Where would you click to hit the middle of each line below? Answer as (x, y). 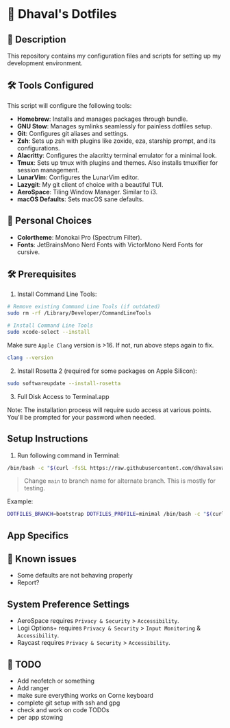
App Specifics (38, 535)
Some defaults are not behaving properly (75, 576)
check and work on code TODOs (63, 710)
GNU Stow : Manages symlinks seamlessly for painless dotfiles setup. (115, 126)
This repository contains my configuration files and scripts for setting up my (114, 56)
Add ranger (33, 688)
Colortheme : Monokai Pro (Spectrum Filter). (79, 237)
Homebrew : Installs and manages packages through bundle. (102, 119)
